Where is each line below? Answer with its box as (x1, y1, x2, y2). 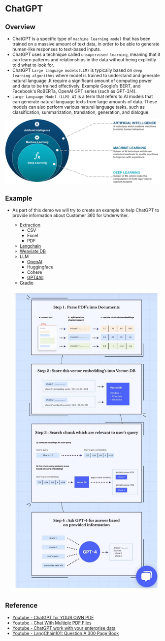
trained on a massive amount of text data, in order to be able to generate (12, 41, 160, 47)
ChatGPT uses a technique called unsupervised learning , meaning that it (12, 51, 161, 57)
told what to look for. (12, 62, 54, 68)
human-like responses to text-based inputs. (12, 46, 101, 52)
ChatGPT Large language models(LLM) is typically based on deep (12, 67, 143, 73)
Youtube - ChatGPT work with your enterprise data (12, 625, 116, 631)
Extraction (19, 222, 41, 228)
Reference (5, 601, 38, 610)
